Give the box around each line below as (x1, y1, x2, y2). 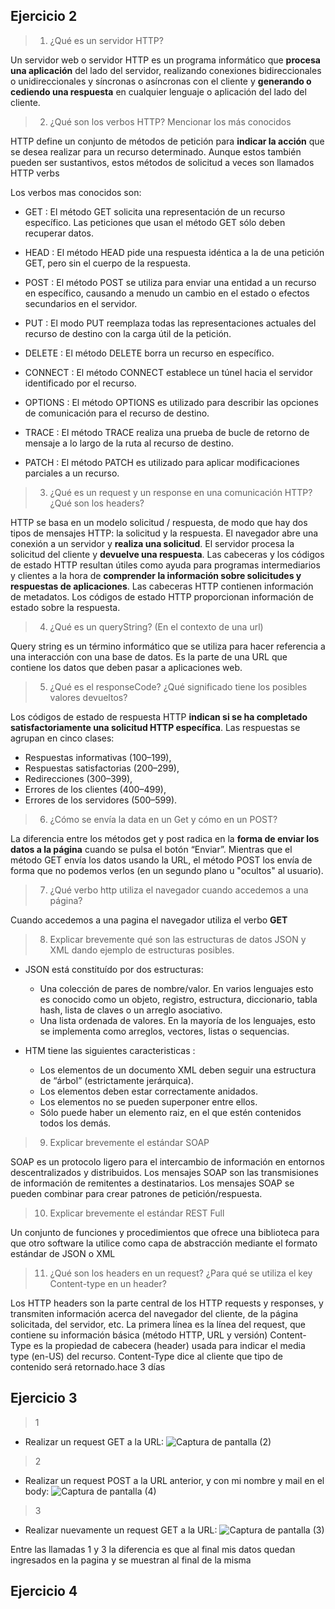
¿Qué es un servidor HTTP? (49, 34, 164, 46)
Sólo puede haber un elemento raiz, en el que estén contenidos (39, 1106, 302, 1118)
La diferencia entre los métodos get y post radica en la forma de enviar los (10, 832, 320, 844)
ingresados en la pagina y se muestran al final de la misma (10, 1554, 252, 1566)
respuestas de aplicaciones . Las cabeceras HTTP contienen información (10, 580, 314, 592)
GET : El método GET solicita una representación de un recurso (24, 205, 286, 218)
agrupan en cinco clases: (10, 732, 115, 744)
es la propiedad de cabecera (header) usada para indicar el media (33, 1339, 306, 1351)
